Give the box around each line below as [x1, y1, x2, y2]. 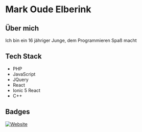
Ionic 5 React [12, 87, 41, 93]
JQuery [12, 76, 29, 83]
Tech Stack [5, 52, 42, 61]
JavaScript [12, 71, 36, 77]
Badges [5, 108, 30, 116]
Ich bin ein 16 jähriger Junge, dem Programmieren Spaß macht [5, 37, 137, 43]
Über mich [5, 24, 39, 33]
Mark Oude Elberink [5, 4, 91, 15]
